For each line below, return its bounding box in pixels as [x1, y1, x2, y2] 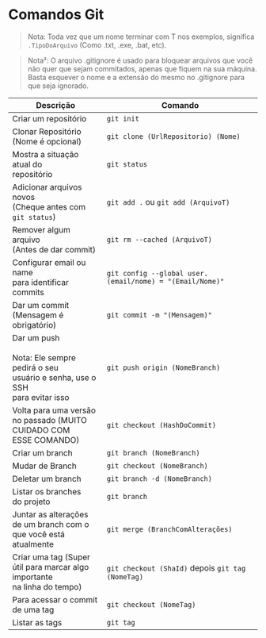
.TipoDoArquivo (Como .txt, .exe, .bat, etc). [27, 40, 167, 49]
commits [12, 286, 45, 298]
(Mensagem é [12, 309, 64, 321]
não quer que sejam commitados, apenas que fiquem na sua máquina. [27, 63, 257, 73]
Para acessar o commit [12, 594, 97, 605]
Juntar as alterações [12, 509, 89, 520]
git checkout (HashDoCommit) [106, 421, 216, 429]
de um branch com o [12, 518, 89, 529]
